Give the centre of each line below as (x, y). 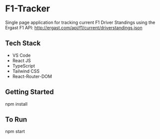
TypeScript (24, 66)
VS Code (21, 55)
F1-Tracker (28, 9)
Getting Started (30, 92)
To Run (16, 119)
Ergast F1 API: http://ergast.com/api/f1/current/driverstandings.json (74, 27)
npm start (15, 132)
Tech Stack (23, 43)
